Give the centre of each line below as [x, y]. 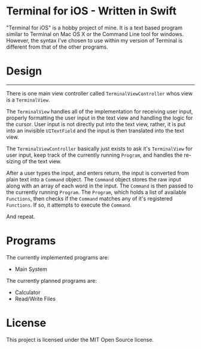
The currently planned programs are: [51, 281]
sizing [13, 161]
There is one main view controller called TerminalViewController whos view [100, 93]
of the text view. [42, 161]
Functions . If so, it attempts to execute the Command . [69, 205]
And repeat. [21, 216]
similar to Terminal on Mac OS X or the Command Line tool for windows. [95, 34]
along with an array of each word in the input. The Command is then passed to [100, 186]
